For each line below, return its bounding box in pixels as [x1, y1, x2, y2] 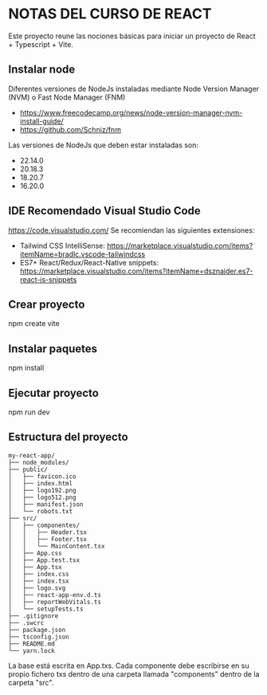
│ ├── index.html [8, 479, 73, 487]
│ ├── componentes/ [8, 521, 80, 529]
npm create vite [8, 319, 60, 328]
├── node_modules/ [8, 458, 69, 466]
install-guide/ [19, 116, 64, 126]
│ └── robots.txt [8, 507, 73, 515]
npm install [8, 363, 45, 373]
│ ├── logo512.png [8, 493, 77, 501]
